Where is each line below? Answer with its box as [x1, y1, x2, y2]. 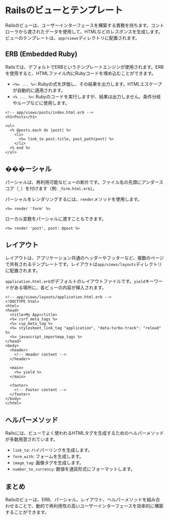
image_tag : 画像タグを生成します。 [12, 460, 84, 466]
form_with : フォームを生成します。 [12, 453, 84, 459]
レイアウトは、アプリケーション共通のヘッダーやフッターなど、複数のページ [5, 255, 164, 261]
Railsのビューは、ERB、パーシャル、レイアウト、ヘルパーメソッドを [5, 497, 147, 502]
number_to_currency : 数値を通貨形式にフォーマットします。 [12, 466, 135, 472]
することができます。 [5, 509, 49, 515]
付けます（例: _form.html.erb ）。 [29, 185, 97, 191]
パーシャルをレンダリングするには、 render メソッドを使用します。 [5, 196, 142, 202]
